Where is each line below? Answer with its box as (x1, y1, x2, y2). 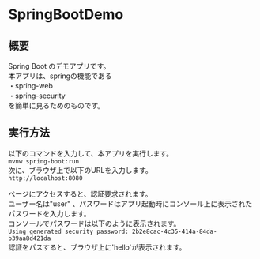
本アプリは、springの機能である (8, 71, 112, 81)
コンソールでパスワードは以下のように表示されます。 (8, 219, 181, 228)
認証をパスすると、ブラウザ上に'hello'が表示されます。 (8, 242, 187, 252)
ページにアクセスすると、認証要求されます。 (8, 189, 153, 198)
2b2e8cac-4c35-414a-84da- (131, 227, 217, 235)
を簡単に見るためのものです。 (8, 101, 105, 110)
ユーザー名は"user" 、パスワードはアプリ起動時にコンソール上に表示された (8, 199, 253, 208)
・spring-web (8, 81, 53, 90)
